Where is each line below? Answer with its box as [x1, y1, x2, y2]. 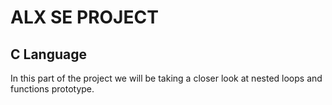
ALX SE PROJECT [10, 6, 159, 29]
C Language [10, 46, 87, 63]
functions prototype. [10, 83, 95, 95]
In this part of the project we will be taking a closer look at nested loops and [10, 72, 323, 84]
